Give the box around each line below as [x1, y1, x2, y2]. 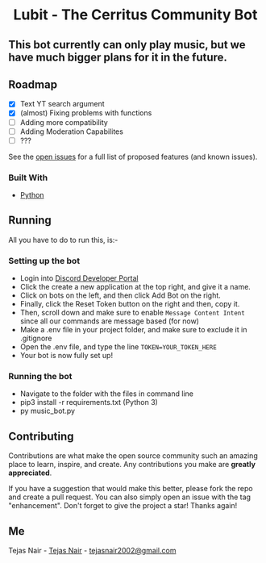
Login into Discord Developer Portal [19, 273, 139, 283]
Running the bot [8, 371, 73, 382]
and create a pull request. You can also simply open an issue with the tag [8, 492, 251, 502]
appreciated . [8, 468, 52, 478]
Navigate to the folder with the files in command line [19, 389, 193, 398]
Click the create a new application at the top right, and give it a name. [19, 282, 251, 292]
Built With [8, 172, 48, 183]
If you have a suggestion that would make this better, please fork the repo [8, 484, 253, 494]
